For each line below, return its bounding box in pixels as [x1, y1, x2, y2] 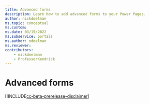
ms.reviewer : [5, 43, 31, 48]
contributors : [5, 47, 34, 52]
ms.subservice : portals [5, 34, 53, 39]
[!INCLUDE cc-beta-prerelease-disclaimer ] [5, 93, 90, 99]
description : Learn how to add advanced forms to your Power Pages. [5, 12, 146, 16]
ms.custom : [5, 25, 27, 30]
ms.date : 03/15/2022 [5, 30, 47, 34]
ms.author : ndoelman [5, 39, 47, 44]
